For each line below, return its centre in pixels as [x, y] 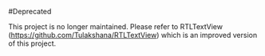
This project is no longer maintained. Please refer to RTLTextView [116, 26]
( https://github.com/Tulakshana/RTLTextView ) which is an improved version [133, 35]
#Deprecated [30, 11]
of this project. [32, 43]
